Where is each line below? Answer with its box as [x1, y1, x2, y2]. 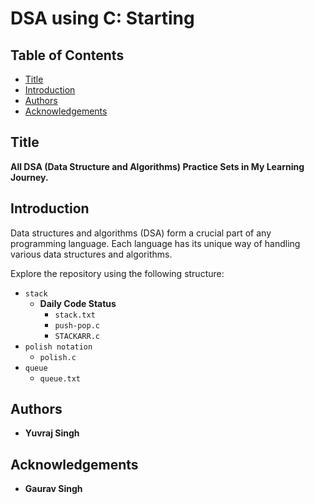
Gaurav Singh [24, 483, 83, 495]
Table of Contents [10, 47, 125, 64]
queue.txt [39, 373, 82, 384]
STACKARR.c [54, 331, 100, 341]
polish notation [24, 342, 93, 352]
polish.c [39, 352, 77, 362]
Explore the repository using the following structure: [10, 267, 225, 279]
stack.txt [54, 310, 96, 320]
